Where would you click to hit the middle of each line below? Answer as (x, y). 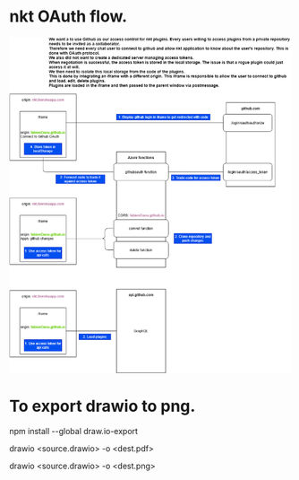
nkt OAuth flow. (68, 17)
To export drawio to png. (103, 406)
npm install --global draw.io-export (74, 431)
